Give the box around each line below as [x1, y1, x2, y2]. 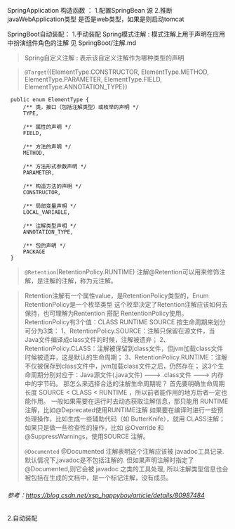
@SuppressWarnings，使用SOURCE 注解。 [24, 432, 149, 440]
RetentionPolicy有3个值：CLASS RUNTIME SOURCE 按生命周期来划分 [24, 318, 226, 326]
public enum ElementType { [10, 96, 90, 103]
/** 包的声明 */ [22, 242, 67, 249]
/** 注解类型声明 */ [22, 222, 77, 229]
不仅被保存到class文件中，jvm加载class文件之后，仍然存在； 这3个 [24, 362, 218, 370]
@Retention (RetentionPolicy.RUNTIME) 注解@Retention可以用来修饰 [24, 268, 220, 276]
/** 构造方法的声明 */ [22, 183, 82, 190]
